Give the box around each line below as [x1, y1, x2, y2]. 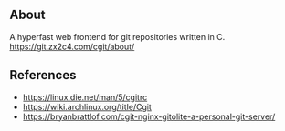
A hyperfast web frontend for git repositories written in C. [9, 31, 226, 42]
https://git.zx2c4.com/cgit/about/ [9, 41, 135, 52]
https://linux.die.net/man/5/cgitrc [22, 91, 148, 103]
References [9, 67, 77, 83]
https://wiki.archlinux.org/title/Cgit [22, 101, 153, 112]
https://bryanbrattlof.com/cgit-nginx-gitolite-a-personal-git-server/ [22, 111, 276, 122]
